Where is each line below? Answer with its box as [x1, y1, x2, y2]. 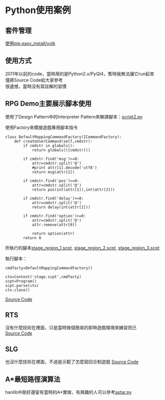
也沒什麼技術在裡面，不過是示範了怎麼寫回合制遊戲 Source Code [5, 359, 139, 365]
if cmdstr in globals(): [23, 143, 75, 148]
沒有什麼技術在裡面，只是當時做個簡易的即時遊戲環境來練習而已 [5, 325, 136, 331]
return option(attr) [31, 231, 75, 236]
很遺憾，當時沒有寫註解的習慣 [5, 83, 66, 89]
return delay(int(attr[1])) [31, 204, 91, 210]
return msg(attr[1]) [31, 169, 75, 175]
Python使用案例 [5, 5, 71, 16]
